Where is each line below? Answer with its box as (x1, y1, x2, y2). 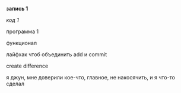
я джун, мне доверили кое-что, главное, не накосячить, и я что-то (6, 74, 175, 81)
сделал (6, 80, 25, 87)
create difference (6, 62, 49, 69)
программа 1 (6, 28, 39, 35)
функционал (6, 40, 37, 46)
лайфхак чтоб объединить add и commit (6, 51, 107, 58)
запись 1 (6, 5, 28, 12)
